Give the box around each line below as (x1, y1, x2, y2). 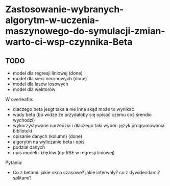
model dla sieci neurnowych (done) (12, 76, 87, 81)
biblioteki (12, 128, 32, 134)
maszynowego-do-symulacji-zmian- (5, 26, 165, 37)
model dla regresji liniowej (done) (12, 70, 83, 76)
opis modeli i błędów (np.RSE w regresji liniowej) (12, 150, 115, 155)
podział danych (12, 144, 45, 150)
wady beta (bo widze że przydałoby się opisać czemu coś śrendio (12, 111, 152, 118)
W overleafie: (5, 96, 34, 102)
